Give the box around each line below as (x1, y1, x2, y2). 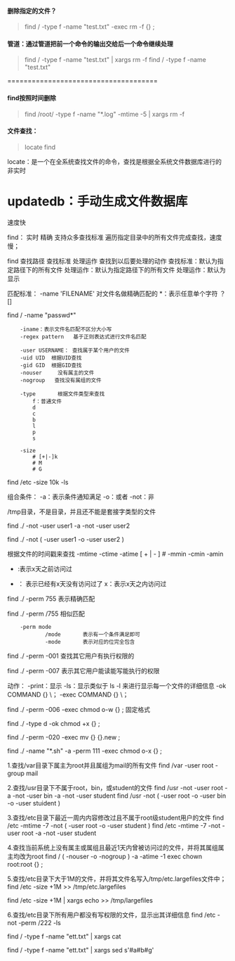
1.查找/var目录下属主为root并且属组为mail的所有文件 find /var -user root (7, 760, 214, 770)
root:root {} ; (7, 860, 43, 868)
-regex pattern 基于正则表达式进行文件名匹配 (20, 333, 147, 341)
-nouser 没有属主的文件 (20, 369, 95, 376)
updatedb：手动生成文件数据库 (7, 193, 188, 209)
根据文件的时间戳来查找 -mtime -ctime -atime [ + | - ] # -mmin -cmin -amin (7, 549, 224, 558)
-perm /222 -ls (18, 918, 61, 927)
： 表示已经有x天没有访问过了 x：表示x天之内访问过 (17, 579, 167, 587)
